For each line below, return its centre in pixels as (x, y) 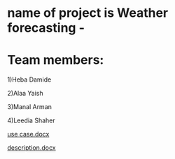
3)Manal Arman (30, 107)
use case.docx (28, 134)
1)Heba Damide (29, 79)
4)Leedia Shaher (31, 120)
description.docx (31, 148)
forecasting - (46, 28)
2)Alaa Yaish (25, 94)
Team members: (56, 60)
